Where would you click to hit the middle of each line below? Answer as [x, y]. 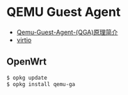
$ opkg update [27, 78]
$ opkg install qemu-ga [41, 84]
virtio [24, 40]
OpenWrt [26, 62]
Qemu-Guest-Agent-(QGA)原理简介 [67, 32]
